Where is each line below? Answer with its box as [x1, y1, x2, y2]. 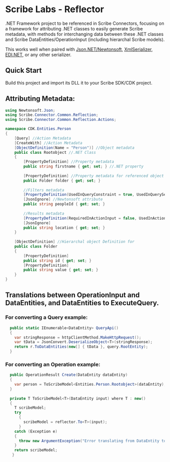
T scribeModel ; [14, 405, 47, 410]
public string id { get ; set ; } [23, 258, 92, 263]
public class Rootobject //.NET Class [14, 150, 96, 155]
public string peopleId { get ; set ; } [23, 201, 105, 207]
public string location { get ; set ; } [23, 225, 105, 230]
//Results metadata [23, 211, 65, 216]
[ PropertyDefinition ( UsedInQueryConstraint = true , [23, 192, 135, 197]
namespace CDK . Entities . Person [5, 127, 71, 132]
